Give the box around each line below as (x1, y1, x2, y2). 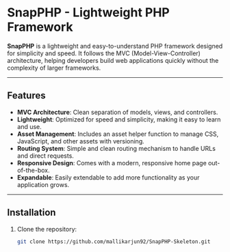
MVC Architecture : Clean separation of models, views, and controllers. (16, 108, 218, 116)
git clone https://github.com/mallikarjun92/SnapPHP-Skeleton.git (16, 238, 211, 245)
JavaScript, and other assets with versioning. (16, 137, 145, 145)
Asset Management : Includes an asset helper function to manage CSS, (16, 130, 219, 138)
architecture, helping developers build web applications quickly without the (7, 56, 219, 64)
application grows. (16, 180, 70, 188)
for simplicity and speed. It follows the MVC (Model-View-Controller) (7, 49, 201, 57)
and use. (16, 122, 42, 130)
